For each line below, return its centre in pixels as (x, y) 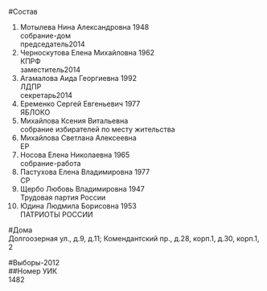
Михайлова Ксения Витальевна (74, 121)
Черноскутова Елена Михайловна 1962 (87, 53)
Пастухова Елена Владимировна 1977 (85, 172)
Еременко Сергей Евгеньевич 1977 (80, 104)
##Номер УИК (33, 271)
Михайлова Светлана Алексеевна (78, 138)
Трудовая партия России (63, 197)
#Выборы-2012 (34, 263)
